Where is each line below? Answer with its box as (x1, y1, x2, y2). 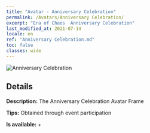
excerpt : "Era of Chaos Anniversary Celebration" (6, 20, 135, 26)
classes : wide (6, 48, 42, 54)
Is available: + (6, 120, 42, 128)
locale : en (6, 31, 33, 37)
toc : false (6, 43, 33, 49)
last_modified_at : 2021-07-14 (6, 25, 82, 32)
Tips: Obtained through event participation (6, 109, 112, 116)
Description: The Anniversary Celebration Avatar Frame (6, 97, 145, 105)
